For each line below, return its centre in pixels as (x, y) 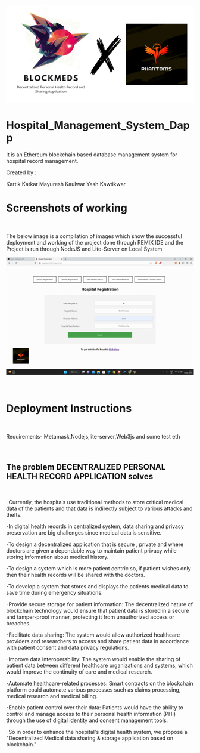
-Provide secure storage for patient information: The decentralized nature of (100, 604)
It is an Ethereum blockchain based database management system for (92, 155)
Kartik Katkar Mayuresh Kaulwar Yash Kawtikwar (66, 184)
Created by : (21, 172)
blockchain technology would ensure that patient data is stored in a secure (98, 610)
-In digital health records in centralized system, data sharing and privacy (95, 526)
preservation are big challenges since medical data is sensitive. (84, 532)
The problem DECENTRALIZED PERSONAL (86, 467)
